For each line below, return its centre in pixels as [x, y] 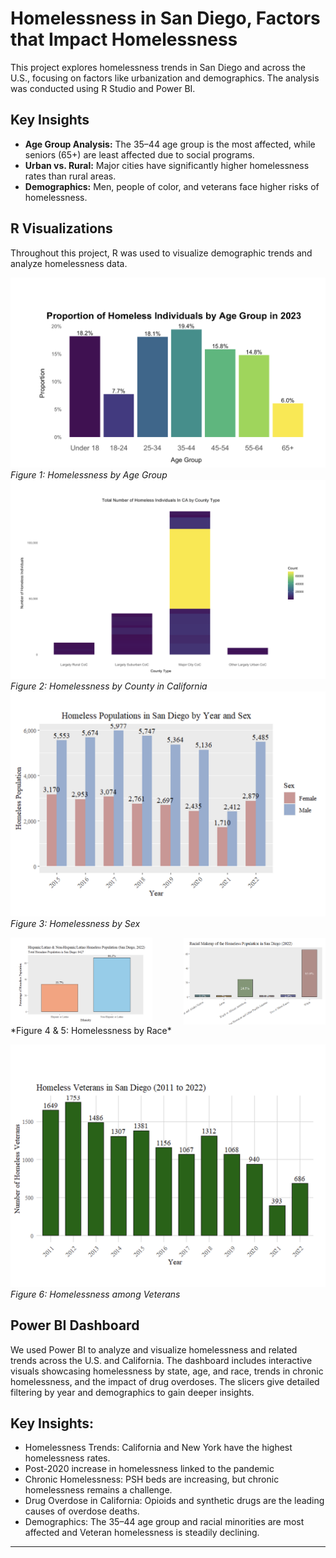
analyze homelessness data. [69, 263]
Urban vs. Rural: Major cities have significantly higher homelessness [167, 165]
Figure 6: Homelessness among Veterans [95, 1294]
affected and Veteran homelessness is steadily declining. [142, 1533]
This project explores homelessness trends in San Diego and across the [158, 67]
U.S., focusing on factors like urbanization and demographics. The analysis [165, 78]
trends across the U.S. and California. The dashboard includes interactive [161, 1360]
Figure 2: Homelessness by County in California [109, 686]
